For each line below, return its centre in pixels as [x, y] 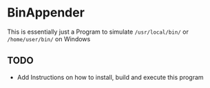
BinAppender [46, 13]
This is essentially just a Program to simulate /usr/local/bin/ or [98, 32]
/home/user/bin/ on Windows [49, 38]
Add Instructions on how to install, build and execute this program [111, 77]
